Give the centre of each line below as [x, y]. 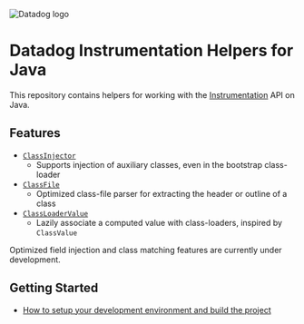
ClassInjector [49, 156]
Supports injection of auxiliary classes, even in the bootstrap [149, 164]
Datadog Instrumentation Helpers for [152, 51]
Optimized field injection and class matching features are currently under [146, 250]
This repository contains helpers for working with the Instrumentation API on [152, 94]
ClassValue [57, 233]
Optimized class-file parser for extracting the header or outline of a [162, 193]
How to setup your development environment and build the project [147, 309]
